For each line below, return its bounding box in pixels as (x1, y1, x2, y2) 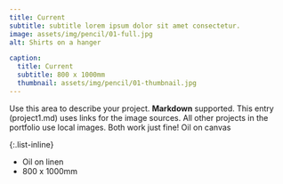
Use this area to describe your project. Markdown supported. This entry (9, 103, 274, 114)
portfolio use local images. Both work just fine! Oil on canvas (9, 122, 231, 132)
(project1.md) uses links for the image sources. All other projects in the (9, 112, 269, 123)
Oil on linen (21, 156, 64, 167)
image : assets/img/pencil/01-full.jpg (9, 29, 153, 38)
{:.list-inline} (9, 139, 54, 149)
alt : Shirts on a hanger (9, 37, 101, 47)
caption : (9, 54, 42, 63)
